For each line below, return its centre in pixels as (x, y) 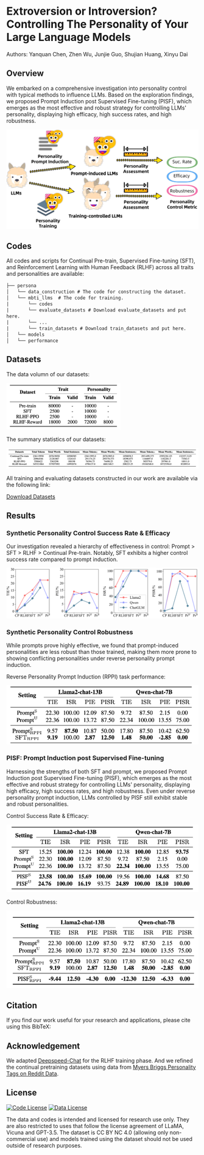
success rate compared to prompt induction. (62, 559)
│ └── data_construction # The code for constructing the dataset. (97, 292)
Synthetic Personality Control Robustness (70, 632)
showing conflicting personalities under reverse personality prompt (90, 658)
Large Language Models (69, 37)
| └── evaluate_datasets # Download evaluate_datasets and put (97, 310)
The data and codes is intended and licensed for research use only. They (98, 1119)
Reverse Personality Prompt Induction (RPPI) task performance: (86, 677)
